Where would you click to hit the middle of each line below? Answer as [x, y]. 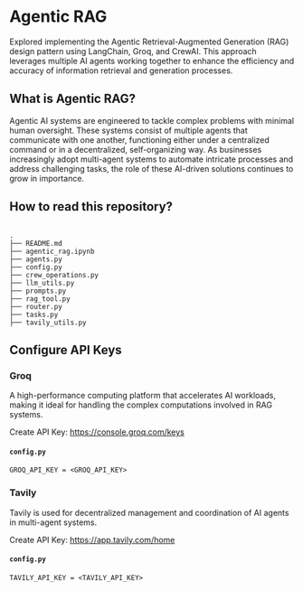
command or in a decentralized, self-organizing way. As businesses [136, 149]
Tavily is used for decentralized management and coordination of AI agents [149, 512]
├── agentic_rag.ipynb [52, 251]
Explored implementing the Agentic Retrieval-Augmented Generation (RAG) [149, 42]
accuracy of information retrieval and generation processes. [121, 70]
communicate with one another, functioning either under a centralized [139, 140]
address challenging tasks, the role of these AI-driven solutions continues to [151, 168]
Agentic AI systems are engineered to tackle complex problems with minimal [152, 120]
